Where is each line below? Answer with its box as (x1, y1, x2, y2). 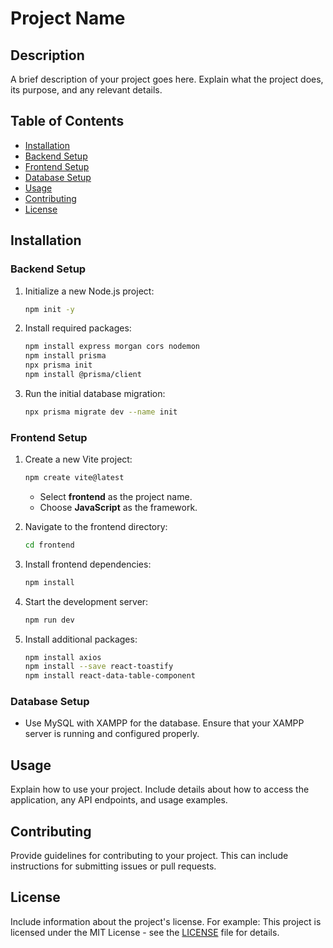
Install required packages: (24, 322, 132, 334)
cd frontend (24, 540, 75, 550)
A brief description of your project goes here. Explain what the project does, (10, 73, 324, 85)
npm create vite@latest (24, 473, 125, 483)
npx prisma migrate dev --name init (24, 407, 178, 417)
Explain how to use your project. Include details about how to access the (10, 783, 310, 796)
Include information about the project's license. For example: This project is (10, 915, 322, 927)
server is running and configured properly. (24, 728, 200, 740)
